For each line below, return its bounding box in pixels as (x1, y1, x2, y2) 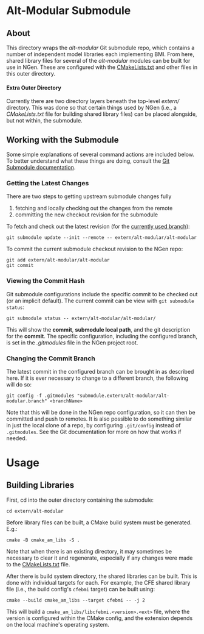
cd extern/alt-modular (6, 508, 64, 514)
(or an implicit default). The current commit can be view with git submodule (6, 297, 194, 304)
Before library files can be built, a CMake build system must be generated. (6, 519, 192, 526)
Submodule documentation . (6, 164, 76, 171)
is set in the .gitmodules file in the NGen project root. (6, 339, 138, 346)
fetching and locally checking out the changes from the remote (15, 205, 173, 212)
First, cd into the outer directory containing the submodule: (6, 496, 154, 504)
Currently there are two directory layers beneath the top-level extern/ (6, 98, 180, 105)
